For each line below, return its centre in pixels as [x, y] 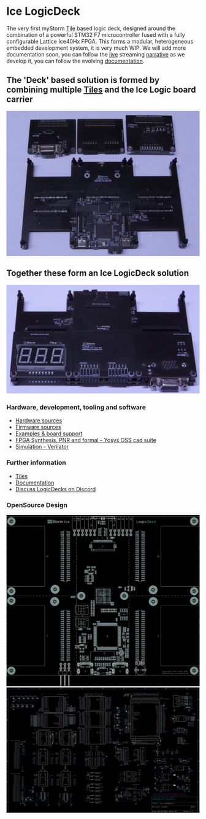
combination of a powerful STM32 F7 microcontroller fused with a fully [96, 34]
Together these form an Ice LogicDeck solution [98, 274]
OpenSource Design [37, 505]
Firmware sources [38, 427]
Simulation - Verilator [42, 447]
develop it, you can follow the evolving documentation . [75, 61]
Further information [36, 463]
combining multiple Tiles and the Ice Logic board [101, 90]
